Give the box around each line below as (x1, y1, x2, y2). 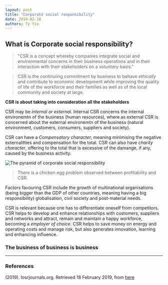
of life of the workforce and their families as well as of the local (17, 84, 147, 90)
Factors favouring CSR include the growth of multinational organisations (5, 184, 153, 190)
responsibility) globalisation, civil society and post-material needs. (5, 195, 141, 201)
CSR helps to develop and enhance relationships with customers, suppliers (5, 210, 159, 216)
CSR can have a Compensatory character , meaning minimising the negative (5, 134, 161, 140)
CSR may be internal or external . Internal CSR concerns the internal (5, 108, 144, 115)
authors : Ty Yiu (5, 21, 39, 26)
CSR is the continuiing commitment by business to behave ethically (17, 73, 156, 79)
